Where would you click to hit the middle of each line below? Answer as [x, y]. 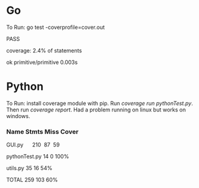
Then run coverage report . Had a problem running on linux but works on [96, 110]
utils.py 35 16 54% [29, 168]
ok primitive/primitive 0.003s [42, 62]
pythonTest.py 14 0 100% [38, 157]
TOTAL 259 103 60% [32, 180]
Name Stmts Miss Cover [42, 131]
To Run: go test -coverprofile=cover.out [55, 27]
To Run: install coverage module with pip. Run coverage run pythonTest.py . [100, 103]
